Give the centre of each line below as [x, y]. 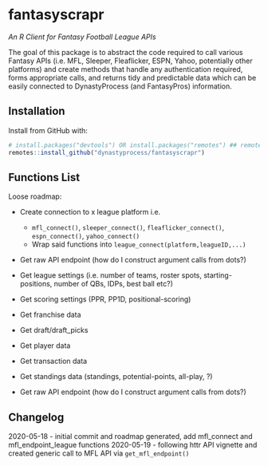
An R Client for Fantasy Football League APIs [83, 37]
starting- [218, 275]
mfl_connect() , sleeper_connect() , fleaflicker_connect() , [128, 227]
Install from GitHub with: [48, 130]
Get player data [45, 346]
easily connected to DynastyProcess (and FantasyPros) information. [120, 86]
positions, [36, 284]
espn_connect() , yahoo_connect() [86, 236]
